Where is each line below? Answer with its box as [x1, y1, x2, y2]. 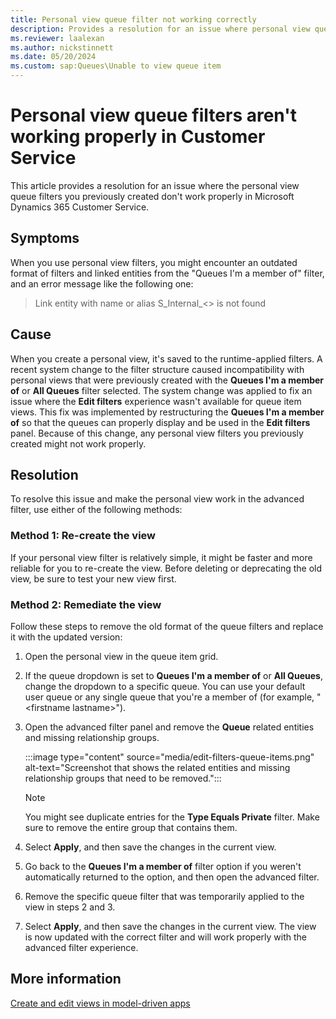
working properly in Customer [10, 126, 266, 148]
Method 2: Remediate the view [10, 597, 162, 611]
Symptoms [10, 230, 80, 247]
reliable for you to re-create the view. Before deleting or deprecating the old [10, 562, 323, 574]
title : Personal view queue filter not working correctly [10, 14, 257, 25]
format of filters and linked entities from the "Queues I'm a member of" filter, [10, 267, 325, 279]
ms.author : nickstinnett [10, 42, 114, 53]
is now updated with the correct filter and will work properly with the [24, 931, 307, 943]
